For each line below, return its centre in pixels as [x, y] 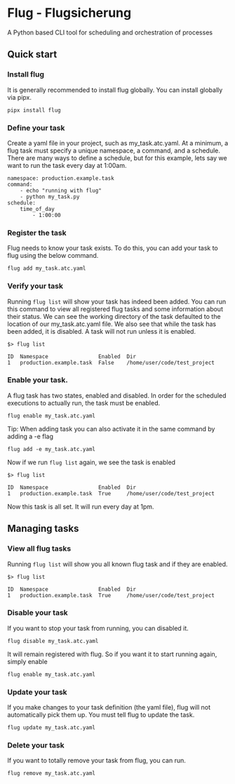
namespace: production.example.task [61, 178]
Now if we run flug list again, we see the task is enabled [92, 462]
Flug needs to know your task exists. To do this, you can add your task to [113, 248]
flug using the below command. [53, 256]
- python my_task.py [50, 197]
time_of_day [37, 209]
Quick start [32, 54]
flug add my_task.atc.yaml [47, 268]
